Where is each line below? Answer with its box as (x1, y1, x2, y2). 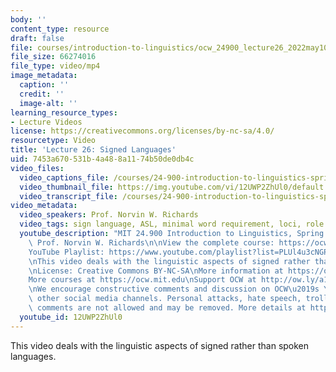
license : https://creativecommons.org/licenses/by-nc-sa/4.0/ (10, 126, 275, 136)
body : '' (10, 14, 47, 25)
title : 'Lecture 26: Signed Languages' (10, 145, 177, 155)
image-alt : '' (19, 98, 78, 108)
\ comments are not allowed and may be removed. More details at (28, 303, 307, 313)
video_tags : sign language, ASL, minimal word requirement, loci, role (19, 219, 325, 230)
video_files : (10, 163, 65, 173)
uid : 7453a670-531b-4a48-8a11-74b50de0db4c (10, 154, 195, 164)
